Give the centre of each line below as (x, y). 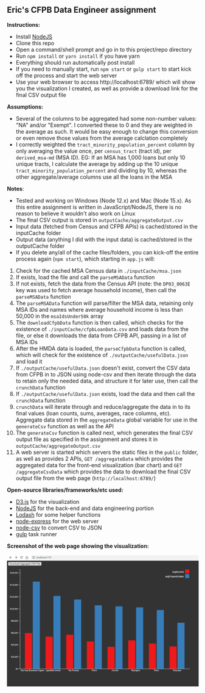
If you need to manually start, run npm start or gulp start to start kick (103, 69)
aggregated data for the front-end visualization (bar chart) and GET (99, 465)
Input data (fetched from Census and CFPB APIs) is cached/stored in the (107, 226)
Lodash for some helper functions (58, 514)
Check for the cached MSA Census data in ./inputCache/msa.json (99, 270)
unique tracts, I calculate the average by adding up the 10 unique (97, 163)
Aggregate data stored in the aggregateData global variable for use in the (106, 420)
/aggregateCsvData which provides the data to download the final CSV (103, 472)
